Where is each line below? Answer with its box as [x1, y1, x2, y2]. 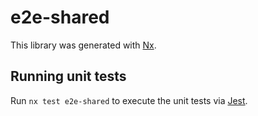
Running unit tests [10, 68, 127, 85]
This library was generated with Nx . [10, 39, 157, 51]
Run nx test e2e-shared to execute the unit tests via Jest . [10, 94, 248, 106]
